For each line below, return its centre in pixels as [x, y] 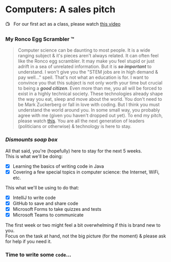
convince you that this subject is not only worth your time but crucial [90, 83]
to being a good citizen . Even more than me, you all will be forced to [90, 89]
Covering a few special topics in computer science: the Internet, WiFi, [86, 172]
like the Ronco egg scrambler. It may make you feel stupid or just [86, 61]
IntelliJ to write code [34, 198]
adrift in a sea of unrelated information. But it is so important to [85, 67]
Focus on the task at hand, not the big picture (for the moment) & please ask [86, 236]
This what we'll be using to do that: [42, 187]
